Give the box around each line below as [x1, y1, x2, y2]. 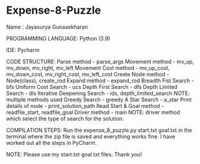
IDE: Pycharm [6, 46, 40, 54]
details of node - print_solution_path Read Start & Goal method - [6, 102, 164, 109]
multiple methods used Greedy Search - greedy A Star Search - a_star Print [6, 96, 192, 103]
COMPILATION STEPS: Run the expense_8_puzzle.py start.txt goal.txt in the [6, 126, 192, 134]
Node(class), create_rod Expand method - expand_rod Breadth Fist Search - [6, 77, 194, 84]
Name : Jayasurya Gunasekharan [6, 23, 88, 30]
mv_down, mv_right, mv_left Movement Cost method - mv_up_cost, [6, 64, 170, 72]
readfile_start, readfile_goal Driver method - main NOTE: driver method [6, 109, 180, 116]
